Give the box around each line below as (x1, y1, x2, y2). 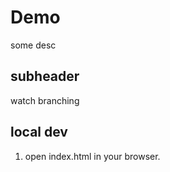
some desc (10, 39, 57, 51)
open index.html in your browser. (24, 150, 161, 162)
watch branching (10, 94, 80, 106)
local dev (10, 124, 68, 141)
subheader (10, 68, 80, 85)
